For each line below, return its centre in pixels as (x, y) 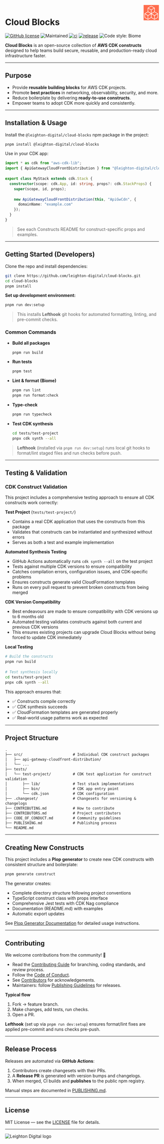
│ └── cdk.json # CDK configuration (60, 794)
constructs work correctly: (32, 503)
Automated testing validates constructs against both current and (77, 622)
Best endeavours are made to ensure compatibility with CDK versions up (85, 611)
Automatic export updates (38, 914)
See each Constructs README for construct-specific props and (81, 229)
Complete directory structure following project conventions (72, 893)
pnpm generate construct (30, 874)
